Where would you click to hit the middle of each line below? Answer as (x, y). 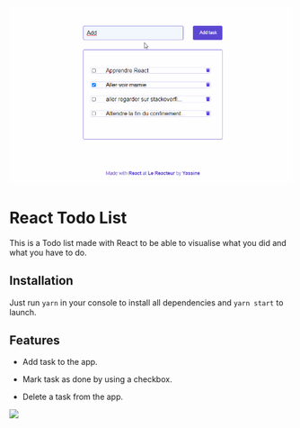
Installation (41, 281)
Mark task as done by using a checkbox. (97, 379)
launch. (23, 312)
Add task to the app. (60, 362)
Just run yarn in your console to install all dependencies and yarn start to (146, 302)
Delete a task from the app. (73, 397)
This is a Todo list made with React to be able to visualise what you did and (148, 242)
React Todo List (68, 218)
